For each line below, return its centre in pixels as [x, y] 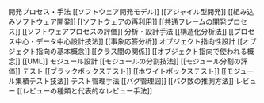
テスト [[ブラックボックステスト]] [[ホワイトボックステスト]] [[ [125, 71]
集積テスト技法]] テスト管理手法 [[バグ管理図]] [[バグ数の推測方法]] [124, 81]
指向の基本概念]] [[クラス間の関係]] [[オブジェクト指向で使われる [141, 51]
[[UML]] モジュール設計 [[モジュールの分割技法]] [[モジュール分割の [132, 61]
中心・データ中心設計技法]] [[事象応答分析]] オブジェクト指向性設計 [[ [129, 41]
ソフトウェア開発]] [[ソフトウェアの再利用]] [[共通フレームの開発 [121, 21]
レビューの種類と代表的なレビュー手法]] [88, 91]
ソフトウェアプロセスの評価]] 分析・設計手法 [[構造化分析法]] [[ [131, 31]
